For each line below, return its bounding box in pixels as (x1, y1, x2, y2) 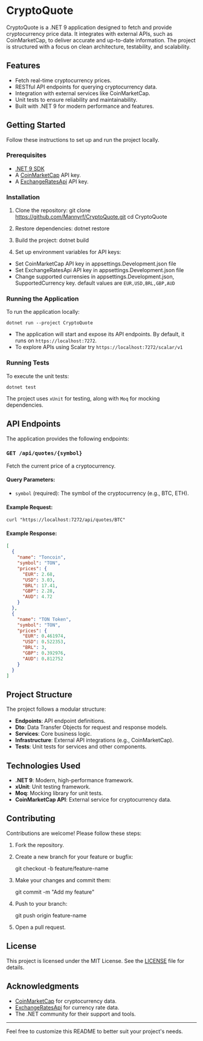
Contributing (6, 813, 56, 824)
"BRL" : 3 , (22, 645, 47, 651)
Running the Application (6, 294, 79, 303)
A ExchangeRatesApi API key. (14, 178, 89, 185)
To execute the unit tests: (6, 372, 69, 379)
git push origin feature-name (14, 911, 87, 919)
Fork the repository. (14, 841, 65, 848)
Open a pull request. (14, 923, 66, 931)
